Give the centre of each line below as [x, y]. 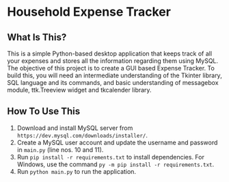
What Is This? [37, 37]
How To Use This [44, 111]
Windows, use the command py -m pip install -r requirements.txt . [115, 164]
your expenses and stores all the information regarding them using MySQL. [113, 61]
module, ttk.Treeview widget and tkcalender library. [79, 90]
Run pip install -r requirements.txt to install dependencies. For [111, 157]
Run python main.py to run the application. [77, 171]
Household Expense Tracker [89, 12]
